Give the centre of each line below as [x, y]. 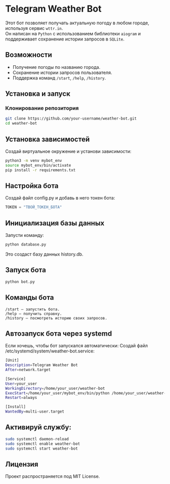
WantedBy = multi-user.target [35, 412]
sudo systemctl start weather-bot [42, 449]
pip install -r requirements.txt [40, 170]
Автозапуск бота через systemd [59, 333]
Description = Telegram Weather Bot [42, 365]
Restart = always [21, 398]
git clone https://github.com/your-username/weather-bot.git [71, 119]
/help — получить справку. [34, 314]
